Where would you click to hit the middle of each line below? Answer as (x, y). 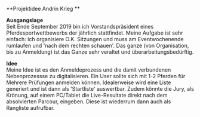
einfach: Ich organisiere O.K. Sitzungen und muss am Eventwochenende (95, 39)
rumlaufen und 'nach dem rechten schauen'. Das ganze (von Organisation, (98, 45)
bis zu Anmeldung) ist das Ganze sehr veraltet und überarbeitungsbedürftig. (100, 52)
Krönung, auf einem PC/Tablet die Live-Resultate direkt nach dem (87, 95)
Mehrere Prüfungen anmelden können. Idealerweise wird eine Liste (89, 82)
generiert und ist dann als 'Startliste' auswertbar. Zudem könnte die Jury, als (100, 89)
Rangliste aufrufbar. (30, 108)
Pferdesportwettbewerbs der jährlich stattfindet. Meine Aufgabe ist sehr (95, 33)
